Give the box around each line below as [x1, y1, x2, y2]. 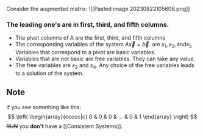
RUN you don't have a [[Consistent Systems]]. [6, 122, 123, 130]
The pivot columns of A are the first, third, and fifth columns [15, 34, 166, 41]
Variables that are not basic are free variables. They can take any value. [15, 55, 196, 63]
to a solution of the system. [15, 70, 84, 77]
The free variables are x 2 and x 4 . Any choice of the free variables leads [15, 62, 194, 70]
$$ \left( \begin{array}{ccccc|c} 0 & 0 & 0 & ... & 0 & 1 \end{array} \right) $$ [7, 113, 198, 120]
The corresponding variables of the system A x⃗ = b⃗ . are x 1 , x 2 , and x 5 [15, 41, 192, 49]
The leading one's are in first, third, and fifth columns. [6, 20, 169, 29]
